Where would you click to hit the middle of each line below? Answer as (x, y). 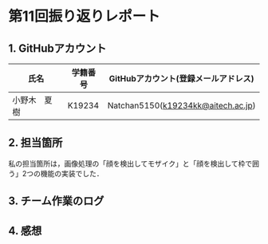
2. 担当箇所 (35, 143)
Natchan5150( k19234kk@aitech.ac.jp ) (181, 106)
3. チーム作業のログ (56, 201)
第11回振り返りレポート (85, 16)
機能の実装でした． (72, 173)
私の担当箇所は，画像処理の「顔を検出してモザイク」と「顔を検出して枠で (130, 163)
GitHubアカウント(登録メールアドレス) (181, 79)
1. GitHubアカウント (57, 48)
